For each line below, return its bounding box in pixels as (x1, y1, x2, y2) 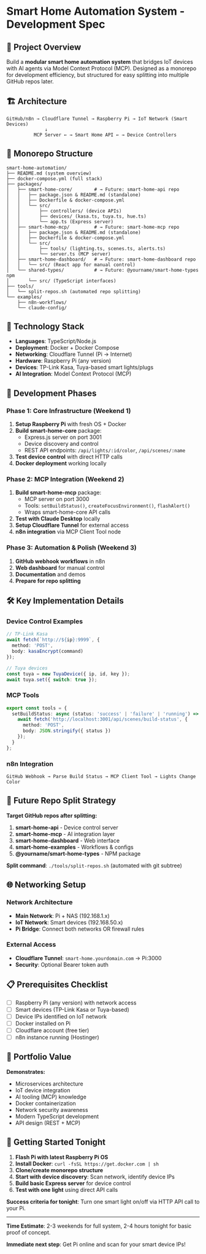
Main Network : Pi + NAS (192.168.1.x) (15, 912, 110, 920)
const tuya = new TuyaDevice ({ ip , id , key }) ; (6, 671, 131, 677)
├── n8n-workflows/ (17, 299, 67, 306)
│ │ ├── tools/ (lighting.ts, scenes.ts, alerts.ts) (6, 245, 166, 251)
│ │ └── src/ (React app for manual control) (6, 261, 136, 268)
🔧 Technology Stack (6, 321, 85, 332)
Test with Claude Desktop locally (15, 515, 101, 522)
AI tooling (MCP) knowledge (15, 1093, 87, 1100)
